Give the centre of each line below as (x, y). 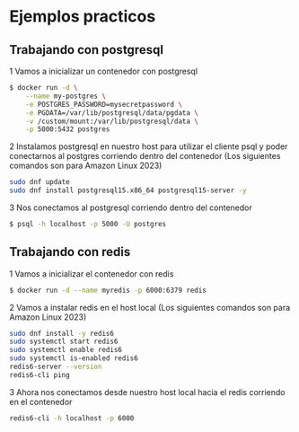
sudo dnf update (40, 182)
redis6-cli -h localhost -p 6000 (72, 418)
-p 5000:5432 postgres (68, 129)
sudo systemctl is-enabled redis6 (74, 358)
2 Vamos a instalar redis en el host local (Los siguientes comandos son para (150, 307)
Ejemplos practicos (83, 17)
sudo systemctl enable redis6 (66, 350)
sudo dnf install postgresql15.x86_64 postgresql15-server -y (128, 190)
